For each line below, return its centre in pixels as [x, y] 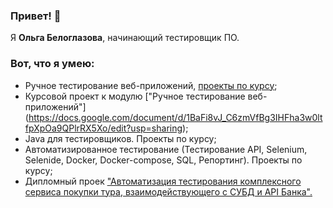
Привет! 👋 [36, 16]
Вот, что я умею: [52, 64]
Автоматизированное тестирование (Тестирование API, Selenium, [166, 149]
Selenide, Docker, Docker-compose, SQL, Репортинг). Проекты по [163, 160]
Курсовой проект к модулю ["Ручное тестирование [135, 96]
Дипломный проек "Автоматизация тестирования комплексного [163, 181]
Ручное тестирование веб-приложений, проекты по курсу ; [151, 85]
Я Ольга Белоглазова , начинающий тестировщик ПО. [125, 38]
